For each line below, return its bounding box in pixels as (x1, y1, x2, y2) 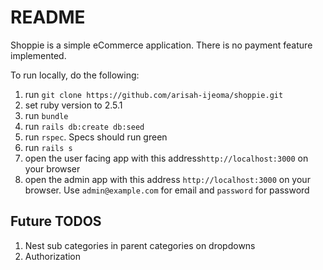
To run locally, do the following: (10, 69, 140, 81)
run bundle (24, 109, 69, 121)
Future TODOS (10, 213, 102, 230)
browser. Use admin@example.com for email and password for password (24, 184, 310, 196)
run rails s (24, 141, 73, 153)
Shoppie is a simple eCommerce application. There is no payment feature (10, 39, 313, 51)
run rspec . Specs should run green (24, 131, 168, 143)
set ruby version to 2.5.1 (24, 99, 123, 111)
